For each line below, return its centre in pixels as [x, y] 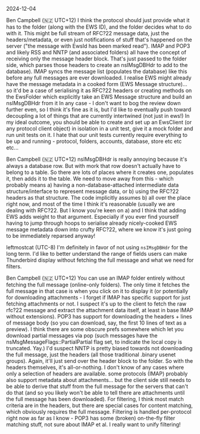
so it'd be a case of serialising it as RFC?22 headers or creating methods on [99, 90]
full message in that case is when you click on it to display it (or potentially [97, 291]
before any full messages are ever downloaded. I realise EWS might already [99, 78]
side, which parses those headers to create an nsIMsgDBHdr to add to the [97, 65]
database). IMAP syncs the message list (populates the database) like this [97, 71]
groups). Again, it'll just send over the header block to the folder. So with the [100, 361]
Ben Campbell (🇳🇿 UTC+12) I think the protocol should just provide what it [98, 20]
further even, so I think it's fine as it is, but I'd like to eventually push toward [99, 109]
